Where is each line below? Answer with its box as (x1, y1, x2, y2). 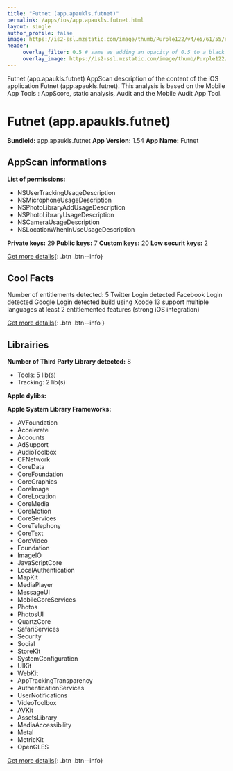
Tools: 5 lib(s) (17, 371, 57, 379)
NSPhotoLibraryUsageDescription (17, 210, 114, 219)
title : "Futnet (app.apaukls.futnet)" (7, 10, 119, 17)
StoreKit (17, 647, 41, 656)
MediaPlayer (17, 581, 53, 589)
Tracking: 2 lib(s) (17, 378, 66, 387)
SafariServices (17, 625, 60, 634)
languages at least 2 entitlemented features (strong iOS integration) (7, 305, 200, 314)
